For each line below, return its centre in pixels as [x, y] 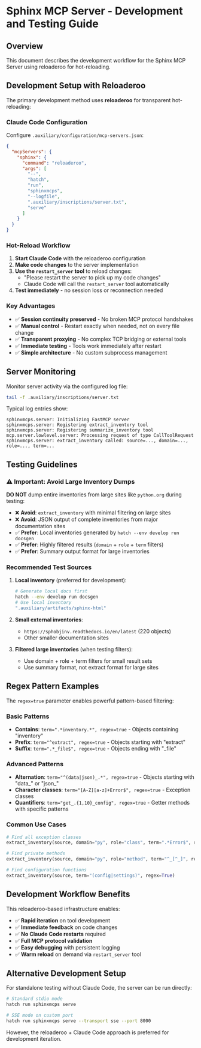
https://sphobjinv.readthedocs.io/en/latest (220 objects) [98, 631]
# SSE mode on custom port [40, 1016]
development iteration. [34, 1038]
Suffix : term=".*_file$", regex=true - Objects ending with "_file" [95, 748]
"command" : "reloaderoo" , [54, 163]
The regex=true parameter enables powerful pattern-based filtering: [90, 701]
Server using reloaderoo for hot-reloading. [58, 67]
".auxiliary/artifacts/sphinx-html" [60, 608]
